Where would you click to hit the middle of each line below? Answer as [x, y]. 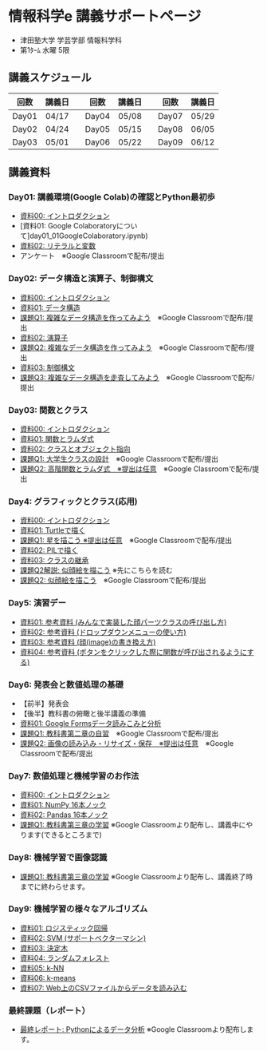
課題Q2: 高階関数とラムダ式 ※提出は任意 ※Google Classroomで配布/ [136, 469]
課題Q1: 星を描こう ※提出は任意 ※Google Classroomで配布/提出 [126, 541]
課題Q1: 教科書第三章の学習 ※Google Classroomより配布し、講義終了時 [136, 876]
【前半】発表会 [44, 703]
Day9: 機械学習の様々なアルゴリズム [78, 909]
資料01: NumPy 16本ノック [63, 805]
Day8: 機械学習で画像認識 [58, 858]
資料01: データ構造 [50, 307]
